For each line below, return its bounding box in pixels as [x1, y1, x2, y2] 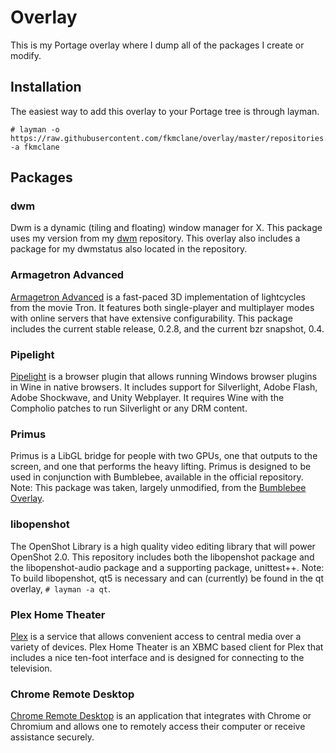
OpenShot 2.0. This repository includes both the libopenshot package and [10, 551, 315, 563]
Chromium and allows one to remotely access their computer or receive [10, 721, 306, 733]
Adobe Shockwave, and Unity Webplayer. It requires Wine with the [10, 392, 285, 404]
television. [10, 662, 53, 674]
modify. [10, 49, 42, 61]
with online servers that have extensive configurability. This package [10, 312, 293, 324]
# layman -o [10, 124, 60, 135]
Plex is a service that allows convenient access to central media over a [10, 630, 302, 642]
